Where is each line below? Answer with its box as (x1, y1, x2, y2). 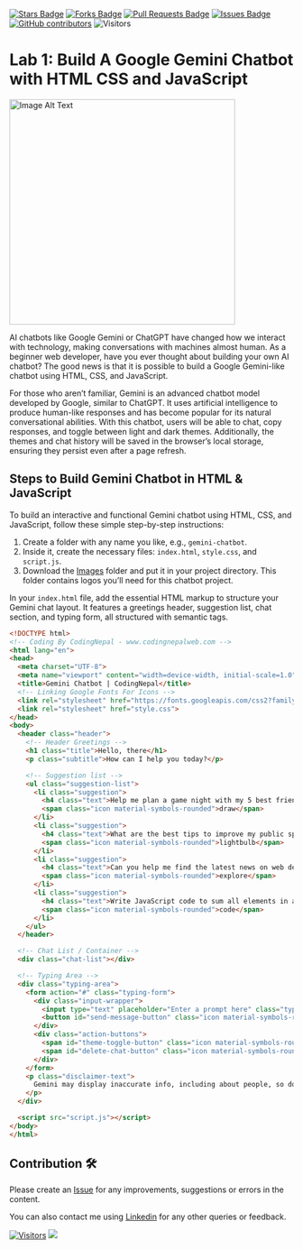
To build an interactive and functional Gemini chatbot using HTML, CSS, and (9, 510, 292, 520)
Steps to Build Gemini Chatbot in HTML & (9, 472, 243, 487)
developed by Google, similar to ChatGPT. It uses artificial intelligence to (9, 397, 278, 408)
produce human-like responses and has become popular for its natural (9, 407, 272, 418)
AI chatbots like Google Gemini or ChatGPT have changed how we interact (9, 332, 286, 343)
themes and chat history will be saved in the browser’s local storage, (9, 436, 264, 446)
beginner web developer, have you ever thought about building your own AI (9, 351, 289, 362)
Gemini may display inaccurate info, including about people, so (32, 1080, 284, 1089)
